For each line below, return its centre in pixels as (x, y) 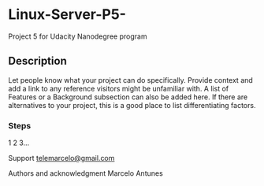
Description (37, 61)
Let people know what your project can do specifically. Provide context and (131, 80)
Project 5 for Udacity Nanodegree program (78, 36)
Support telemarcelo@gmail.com (61, 158)
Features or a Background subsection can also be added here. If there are (128, 97)
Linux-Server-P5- (67, 15)
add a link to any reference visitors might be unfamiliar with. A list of (119, 88)
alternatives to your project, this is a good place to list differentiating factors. (132, 105)
